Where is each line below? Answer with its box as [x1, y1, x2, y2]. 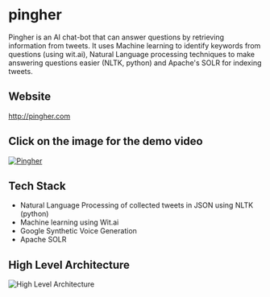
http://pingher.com [8, 111, 71, 121]
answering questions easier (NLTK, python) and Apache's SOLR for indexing [8, 58, 262, 68]
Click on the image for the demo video [8, 134, 203, 148]
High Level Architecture [8, 258, 131, 271]
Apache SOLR [19, 235, 67, 245]
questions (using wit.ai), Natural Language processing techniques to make [8, 49, 255, 59]
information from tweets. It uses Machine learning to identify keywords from [8, 40, 261, 50]
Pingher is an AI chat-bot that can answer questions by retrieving [8, 32, 224, 42]
